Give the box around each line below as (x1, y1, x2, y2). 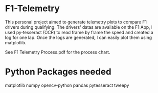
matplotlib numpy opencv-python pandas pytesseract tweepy (5, 82, 130, 88)
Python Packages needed (5, 66, 112, 77)
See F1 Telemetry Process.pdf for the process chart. (5, 49, 111, 55)
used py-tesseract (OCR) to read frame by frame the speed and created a (5, 29, 154, 35)
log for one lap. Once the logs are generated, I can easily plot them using (5, 35, 152, 40)
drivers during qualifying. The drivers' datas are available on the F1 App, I (5, 24, 153, 30)
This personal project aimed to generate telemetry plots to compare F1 (5, 19, 147, 25)
